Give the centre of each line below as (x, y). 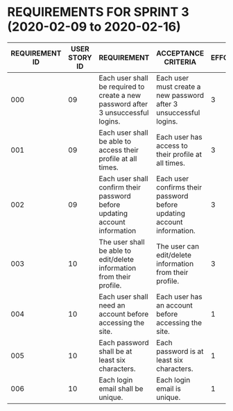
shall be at (115, 351)
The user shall (122, 242)
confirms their (179, 187)
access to (172, 145)
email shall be (121, 388)
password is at (180, 351)
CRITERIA (180, 62)
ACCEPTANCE (180, 53)
